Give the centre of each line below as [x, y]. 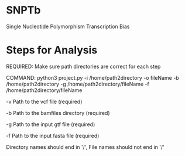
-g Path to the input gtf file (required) [51, 124]
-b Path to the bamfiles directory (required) [58, 113]
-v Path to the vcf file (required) [44, 101]
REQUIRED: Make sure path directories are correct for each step [83, 66]
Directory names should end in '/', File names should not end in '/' [85, 147]
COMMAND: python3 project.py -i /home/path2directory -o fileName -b [93, 77]
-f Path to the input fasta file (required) [53, 135]
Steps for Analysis [52, 50]
